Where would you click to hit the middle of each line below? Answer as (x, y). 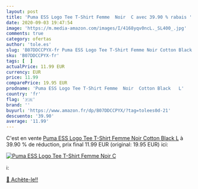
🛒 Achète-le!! (22, 180)
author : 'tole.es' (29, 45)
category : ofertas (29, 39)
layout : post (22, 12)
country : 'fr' (24, 94)
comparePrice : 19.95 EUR (37, 83)
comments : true (25, 34)
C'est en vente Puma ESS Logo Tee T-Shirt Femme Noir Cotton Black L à (95, 138)
